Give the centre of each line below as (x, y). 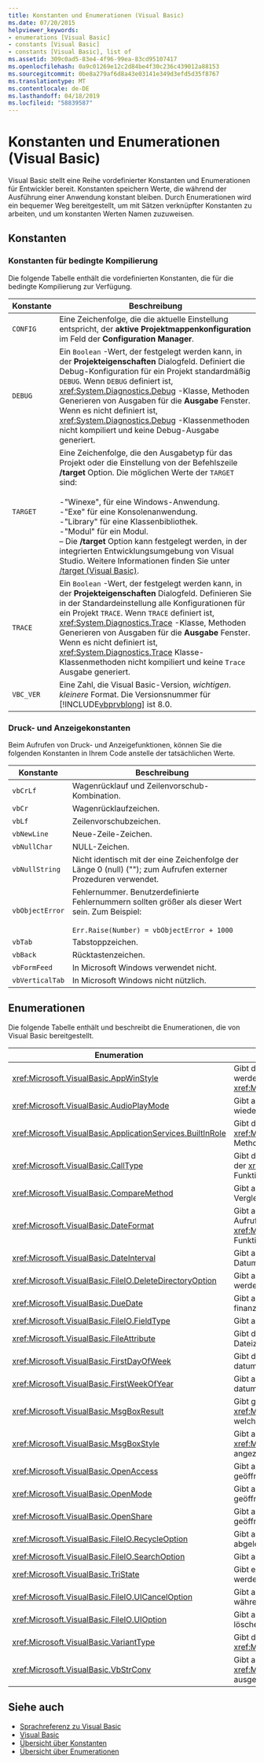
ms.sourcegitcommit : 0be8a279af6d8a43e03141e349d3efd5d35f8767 (114, 74)
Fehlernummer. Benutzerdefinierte (136, 892)
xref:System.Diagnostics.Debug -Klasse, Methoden (154, 391)
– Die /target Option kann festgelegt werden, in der (153, 541)
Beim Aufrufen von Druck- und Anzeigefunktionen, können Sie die (115, 745)
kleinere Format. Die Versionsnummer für (135, 694)
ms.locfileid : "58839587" (50, 103)
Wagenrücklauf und (108, 786)
